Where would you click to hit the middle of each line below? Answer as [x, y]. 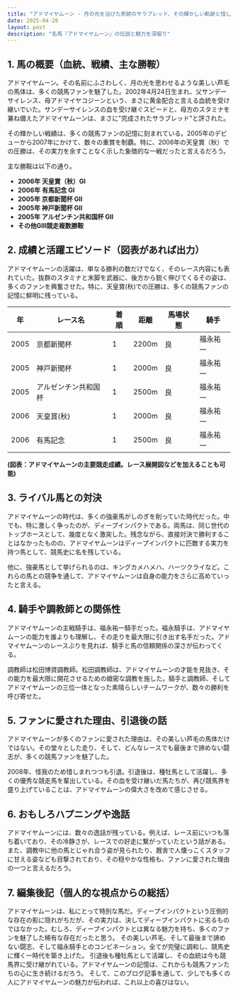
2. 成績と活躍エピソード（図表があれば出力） [106, 250]
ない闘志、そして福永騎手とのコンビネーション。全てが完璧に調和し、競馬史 [119, 946]
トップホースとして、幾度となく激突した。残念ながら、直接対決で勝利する [115, 534]
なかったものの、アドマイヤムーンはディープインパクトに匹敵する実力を [124, 543]
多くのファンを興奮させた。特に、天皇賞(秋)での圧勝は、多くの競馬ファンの [118, 286]
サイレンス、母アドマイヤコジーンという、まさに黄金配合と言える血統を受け [119, 101]
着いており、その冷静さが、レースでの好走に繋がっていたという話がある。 [121, 842]
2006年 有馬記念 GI [46, 190]
